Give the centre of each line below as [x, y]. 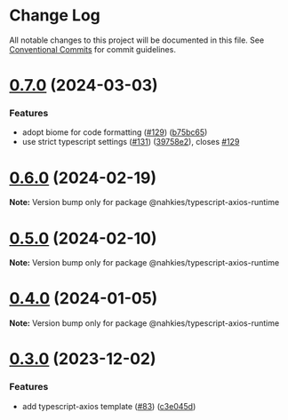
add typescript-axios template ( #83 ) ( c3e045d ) [109, 406]
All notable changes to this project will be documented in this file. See [137, 40]
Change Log [55, 16]
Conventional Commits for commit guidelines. [92, 49]
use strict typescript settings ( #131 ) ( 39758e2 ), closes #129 [131, 142]
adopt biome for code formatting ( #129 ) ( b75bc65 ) [115, 132]
